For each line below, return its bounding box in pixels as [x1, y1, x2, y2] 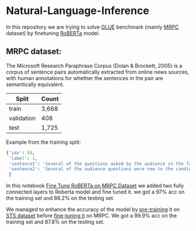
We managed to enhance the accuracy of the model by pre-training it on [6, 206, 180, 213]
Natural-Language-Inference [6, 4, 150, 18]
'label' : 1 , [8, 155, 38, 161]
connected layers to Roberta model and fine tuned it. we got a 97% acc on [6, 188, 185, 195]
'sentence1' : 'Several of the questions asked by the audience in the [8, 161, 184, 167]
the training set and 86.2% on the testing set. [6, 195, 115, 202]
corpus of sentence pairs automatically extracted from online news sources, [6, 68, 190, 75]
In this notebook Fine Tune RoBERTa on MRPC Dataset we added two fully [6, 182, 184, 189]
